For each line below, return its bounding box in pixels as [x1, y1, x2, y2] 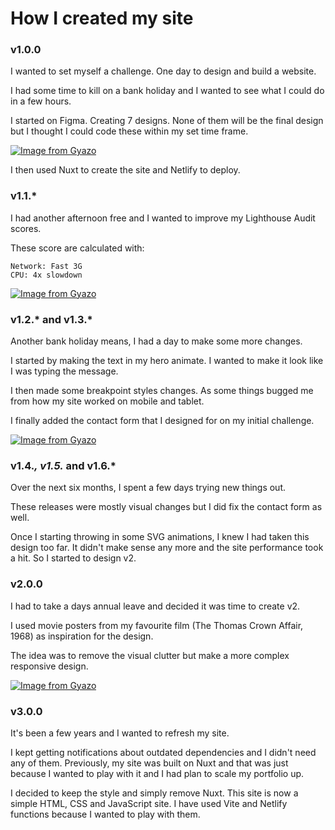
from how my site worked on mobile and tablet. [10, 395, 205, 407]
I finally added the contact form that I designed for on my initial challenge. [10, 415, 315, 427]
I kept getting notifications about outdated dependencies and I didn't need [10, 746, 317, 758]
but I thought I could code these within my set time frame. [10, 125, 249, 137]
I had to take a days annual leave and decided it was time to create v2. [10, 600, 301, 612]
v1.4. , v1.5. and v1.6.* [10, 459, 117, 472]
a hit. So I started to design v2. [10, 552, 137, 564]
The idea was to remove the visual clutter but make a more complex [10, 649, 290, 661]
